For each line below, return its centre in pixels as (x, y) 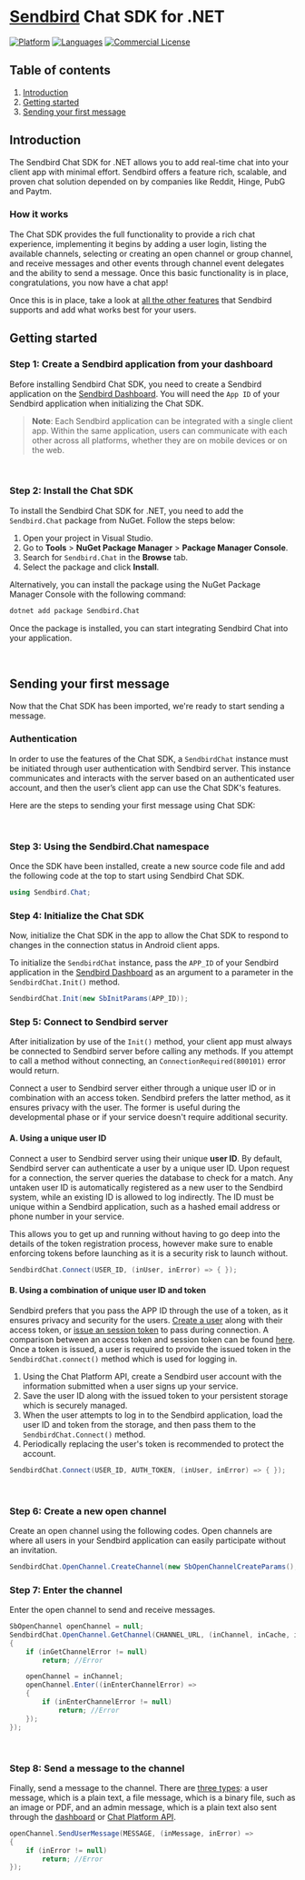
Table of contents (60, 70)
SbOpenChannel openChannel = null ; (77, 1627)
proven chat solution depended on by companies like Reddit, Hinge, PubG (148, 181)
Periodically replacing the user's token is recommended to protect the (153, 1444)
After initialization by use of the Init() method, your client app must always (151, 1042)
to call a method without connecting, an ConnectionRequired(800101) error (148, 1061)
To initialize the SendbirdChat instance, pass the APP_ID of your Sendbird (144, 963)
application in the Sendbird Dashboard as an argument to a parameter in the (151, 973)
